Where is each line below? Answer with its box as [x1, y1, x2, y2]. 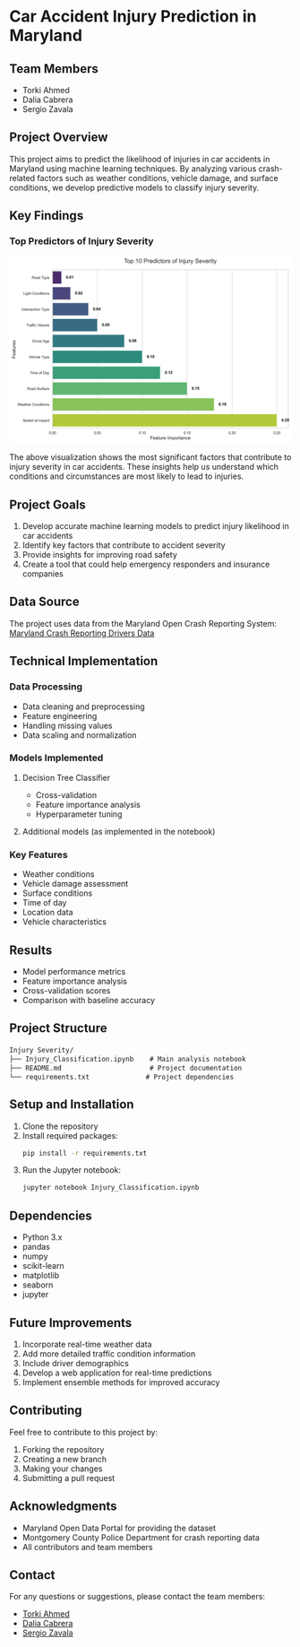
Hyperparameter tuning [35, 809, 123, 819]
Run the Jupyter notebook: [21, 1165, 122, 1175]
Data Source [9, 594, 80, 610]
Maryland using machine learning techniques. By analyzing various [9, 163, 257, 174]
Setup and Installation [9, 1097, 134, 1113]
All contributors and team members [21, 1541, 154, 1552]
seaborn [21, 1279, 54, 1290]
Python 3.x [21, 1232, 63, 1243]
